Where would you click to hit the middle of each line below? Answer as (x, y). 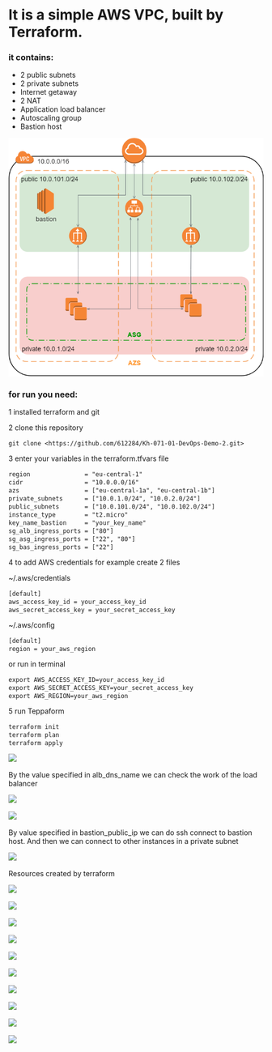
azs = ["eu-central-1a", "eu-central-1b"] (112, 491)
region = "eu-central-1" (76, 475)
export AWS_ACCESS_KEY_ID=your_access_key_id (86, 680)
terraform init (34, 727)
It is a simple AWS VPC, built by (116, 15)
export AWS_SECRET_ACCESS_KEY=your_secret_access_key (101, 688)
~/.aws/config (32, 625)
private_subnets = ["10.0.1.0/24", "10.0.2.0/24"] (104, 499)
